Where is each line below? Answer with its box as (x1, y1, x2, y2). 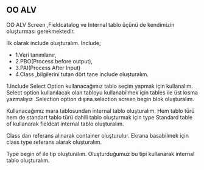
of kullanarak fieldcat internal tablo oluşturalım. (6, 120, 124, 127)
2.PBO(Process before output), (15, 57, 93, 65)
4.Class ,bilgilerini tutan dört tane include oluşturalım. (15, 70, 149, 78)
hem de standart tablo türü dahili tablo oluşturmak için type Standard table (6, 113, 193, 121)
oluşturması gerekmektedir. (6, 27, 75, 35)
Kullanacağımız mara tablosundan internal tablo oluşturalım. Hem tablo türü (6, 107, 195, 115)
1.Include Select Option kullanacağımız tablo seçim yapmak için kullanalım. (6, 82, 193, 90)
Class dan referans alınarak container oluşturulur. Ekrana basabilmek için (6, 132, 189, 139)
